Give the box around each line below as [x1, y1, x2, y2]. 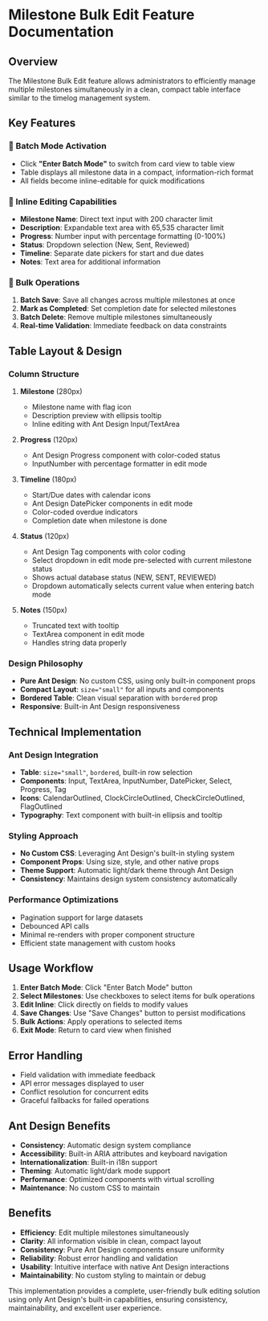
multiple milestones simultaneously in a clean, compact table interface [8, 84, 241, 94]
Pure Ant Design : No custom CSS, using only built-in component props [19, 676, 256, 686]
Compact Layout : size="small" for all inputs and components [19, 685, 225, 695]
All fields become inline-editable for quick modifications [19, 175, 205, 186]
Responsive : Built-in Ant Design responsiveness [19, 702, 181, 712]
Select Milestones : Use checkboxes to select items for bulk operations [19, 991, 255, 1001]
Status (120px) [19, 531, 70, 540]
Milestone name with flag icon [31, 402, 132, 412]
